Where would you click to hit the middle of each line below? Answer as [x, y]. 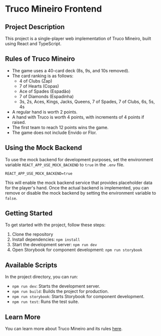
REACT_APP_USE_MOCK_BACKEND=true [39, 173]
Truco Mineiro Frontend [54, 9]
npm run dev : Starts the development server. [56, 286]
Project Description [35, 27]
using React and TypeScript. [33, 44]
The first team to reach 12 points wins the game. [60, 127]
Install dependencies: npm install [46, 239]
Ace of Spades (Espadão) [45, 91]
